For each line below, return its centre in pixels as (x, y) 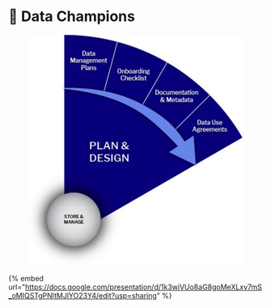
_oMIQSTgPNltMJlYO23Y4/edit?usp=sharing (83, 296)
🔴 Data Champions (72, 17)
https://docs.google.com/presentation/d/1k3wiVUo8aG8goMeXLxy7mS (144, 287)
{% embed (26, 279)
